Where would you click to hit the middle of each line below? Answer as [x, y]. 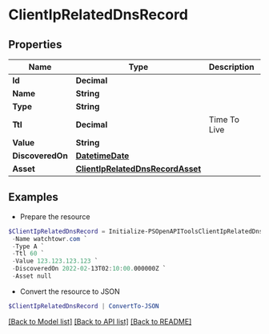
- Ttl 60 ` [28, 254]
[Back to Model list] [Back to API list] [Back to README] [100, 321]
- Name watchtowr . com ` [50, 238]
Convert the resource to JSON [70, 291]
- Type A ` [28, 246]
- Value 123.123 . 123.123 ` [55, 261]
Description [231, 67]
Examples [33, 197]
